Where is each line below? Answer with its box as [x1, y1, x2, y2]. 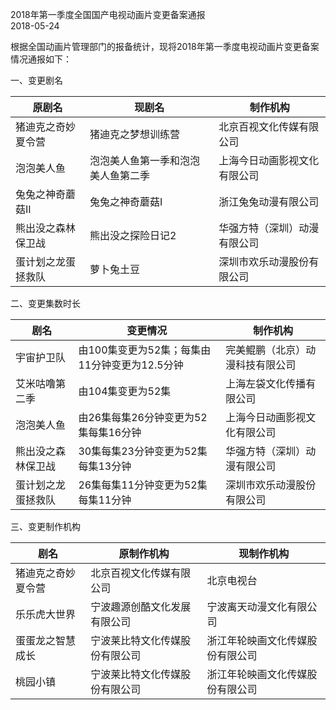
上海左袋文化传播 [225, 377, 307, 390]
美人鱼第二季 [89, 169, 151, 182]
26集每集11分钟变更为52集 [78, 478, 208, 492]
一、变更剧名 [10, 74, 63, 86]
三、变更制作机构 [10, 521, 81, 532]
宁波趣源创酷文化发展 [90, 600, 192, 613]
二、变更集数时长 [10, 298, 81, 309]
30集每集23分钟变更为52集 [78, 444, 208, 458]
